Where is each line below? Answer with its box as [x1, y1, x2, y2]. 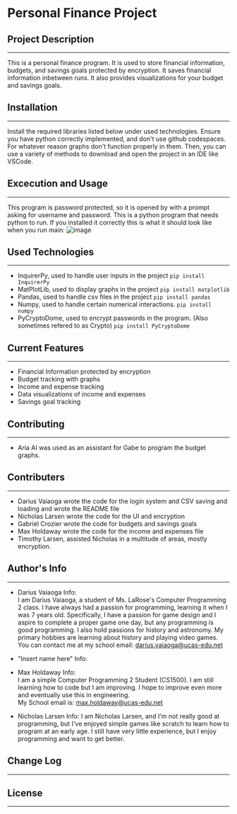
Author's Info [7, 563, 67, 575]
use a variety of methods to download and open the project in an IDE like [7, 149, 219, 158]
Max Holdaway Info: [17, 667, 76, 677]
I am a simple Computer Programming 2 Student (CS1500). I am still [17, 675, 214, 684]
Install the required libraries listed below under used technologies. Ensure [7, 127, 221, 135]
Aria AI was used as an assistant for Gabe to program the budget [17, 444, 207, 452]
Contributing [7, 418, 65, 430]
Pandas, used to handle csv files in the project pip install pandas [17, 292, 211, 302]
